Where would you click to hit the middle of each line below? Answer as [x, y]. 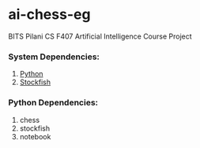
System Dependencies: [54, 57]
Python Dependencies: [53, 102]
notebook [35, 136]
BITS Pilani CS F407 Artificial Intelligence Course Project [100, 36]
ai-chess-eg [49, 15]
